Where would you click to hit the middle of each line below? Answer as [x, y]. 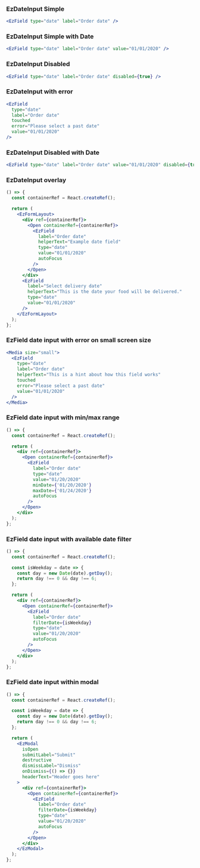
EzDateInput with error [40, 92]
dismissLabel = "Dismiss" [51, 766]
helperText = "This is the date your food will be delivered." [105, 292]
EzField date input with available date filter [69, 539]
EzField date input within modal [53, 682]
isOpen [30, 749]
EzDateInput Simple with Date [50, 36]
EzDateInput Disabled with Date [53, 152]
